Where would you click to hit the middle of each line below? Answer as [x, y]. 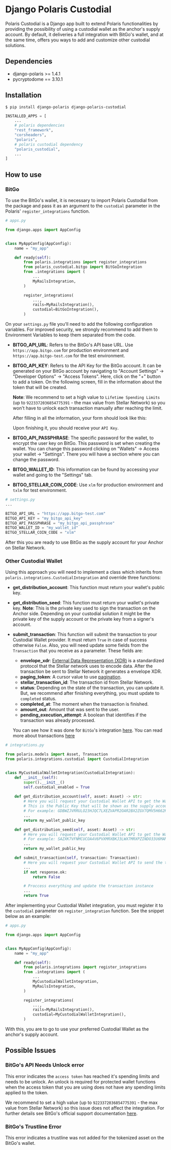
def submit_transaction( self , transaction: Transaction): [77, 858]
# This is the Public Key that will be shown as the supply [89, 806]
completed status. [38, 698]
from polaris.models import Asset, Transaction [57, 754]
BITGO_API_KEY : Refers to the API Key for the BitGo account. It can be [87, 366]
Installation [23, 95]
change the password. [36, 459]
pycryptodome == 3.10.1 [38, 79]
